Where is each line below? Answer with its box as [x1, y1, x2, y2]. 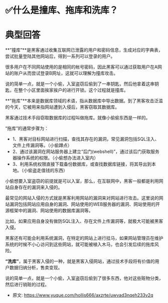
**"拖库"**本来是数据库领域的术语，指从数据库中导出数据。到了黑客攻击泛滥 [5, 98, 163, 104]
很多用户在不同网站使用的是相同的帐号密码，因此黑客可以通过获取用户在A [5, 64, 158, 70]
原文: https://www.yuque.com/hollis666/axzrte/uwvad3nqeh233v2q [12, 292, 153, 298]
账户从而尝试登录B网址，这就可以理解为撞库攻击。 [14, 70, 118, 76]
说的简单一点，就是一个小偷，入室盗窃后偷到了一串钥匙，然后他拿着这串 [5, 81, 154, 87]
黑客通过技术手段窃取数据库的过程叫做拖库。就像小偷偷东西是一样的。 [5, 115, 150, 121]
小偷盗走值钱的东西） [23, 168, 68, 174]
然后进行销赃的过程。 [5, 281, 49, 287]
